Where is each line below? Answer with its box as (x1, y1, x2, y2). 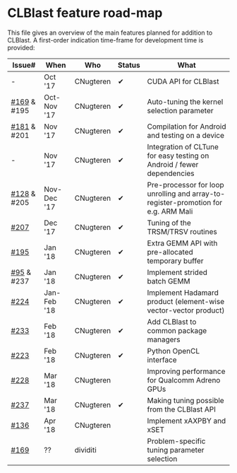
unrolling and (147, 189, 190, 199)
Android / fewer (147, 159, 199, 169)
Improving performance (147, 366, 226, 376)
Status (117, 60, 140, 70)
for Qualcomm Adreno (147, 375, 221, 385)
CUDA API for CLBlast (147, 76, 219, 86)
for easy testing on (147, 151, 209, 160)
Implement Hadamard (147, 288, 219, 298)
